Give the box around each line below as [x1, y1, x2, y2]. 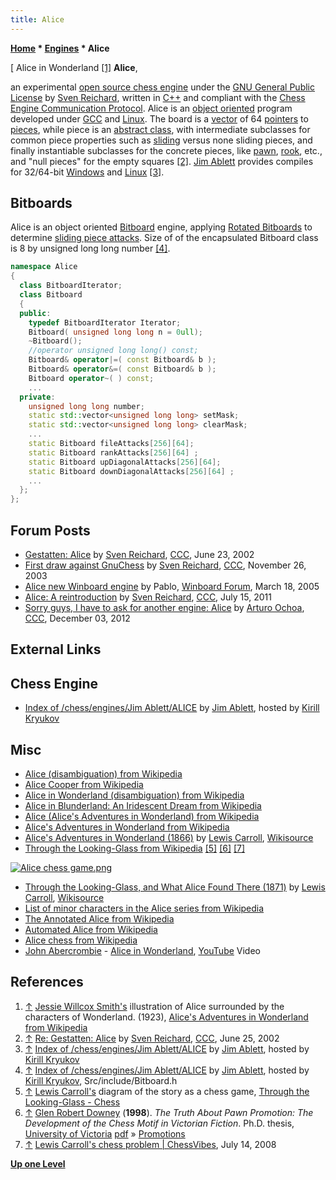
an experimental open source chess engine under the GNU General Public [10, 81, 315, 93]
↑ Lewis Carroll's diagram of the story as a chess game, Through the [24, 1085, 310, 1097]
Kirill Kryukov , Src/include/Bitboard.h [24, 1074, 178, 1086]
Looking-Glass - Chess [24, 1096, 121, 1108]
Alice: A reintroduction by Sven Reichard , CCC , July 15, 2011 [24, 591, 272, 603]
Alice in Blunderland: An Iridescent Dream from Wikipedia [24, 800, 262, 812]
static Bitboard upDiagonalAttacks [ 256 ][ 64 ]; [28, 457, 222, 467]
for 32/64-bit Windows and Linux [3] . [10, 166, 165, 178]
